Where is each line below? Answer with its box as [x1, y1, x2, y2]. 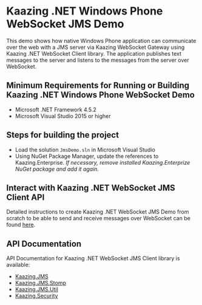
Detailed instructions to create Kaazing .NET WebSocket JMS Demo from [6, 208, 189, 215]
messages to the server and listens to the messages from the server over [6, 56, 189, 64]
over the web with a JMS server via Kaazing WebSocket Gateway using [6, 44, 185, 51]
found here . [6, 221, 35, 228]
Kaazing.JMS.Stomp [15, 280, 67, 287]
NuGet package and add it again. [15, 165, 99, 172]
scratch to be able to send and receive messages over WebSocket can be [6, 215, 191, 222]
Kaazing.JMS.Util [15, 286, 59, 293]
